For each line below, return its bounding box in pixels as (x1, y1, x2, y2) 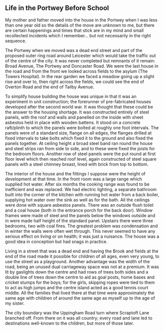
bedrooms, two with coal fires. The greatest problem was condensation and (5, 223, 158, 229)
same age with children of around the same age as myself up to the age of (5, 295, 155, 301)
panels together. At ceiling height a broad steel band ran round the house (5, 140, 153, 146)
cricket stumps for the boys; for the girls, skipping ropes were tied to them (5, 279, 155, 285)
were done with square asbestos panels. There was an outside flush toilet (5, 202, 154, 208)
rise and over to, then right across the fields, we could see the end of (5, 79, 144, 84)
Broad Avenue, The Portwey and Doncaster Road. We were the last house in (5, 63, 159, 69)
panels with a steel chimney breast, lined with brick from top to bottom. (5, 161, 149, 167)
